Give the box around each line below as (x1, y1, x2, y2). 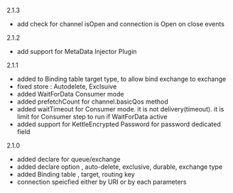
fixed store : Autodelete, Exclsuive (16, 82, 117, 91)
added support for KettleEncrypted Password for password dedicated (16, 120, 221, 128)
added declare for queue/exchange (16, 155, 121, 163)
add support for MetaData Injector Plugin (16, 48, 137, 55)
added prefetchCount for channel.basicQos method (16, 97, 168, 106)
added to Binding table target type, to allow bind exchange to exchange (16, 75, 227, 83)
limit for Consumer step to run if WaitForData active (16, 113, 168, 121)
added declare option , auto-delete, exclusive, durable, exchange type (16, 162, 223, 171)
